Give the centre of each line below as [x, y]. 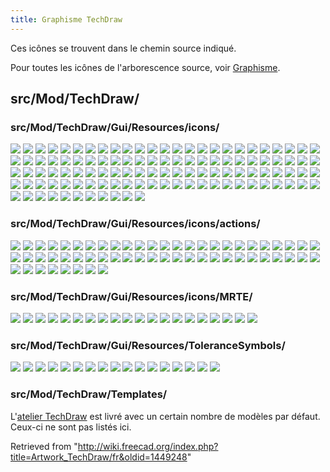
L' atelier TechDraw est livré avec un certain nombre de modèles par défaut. [165, 416]
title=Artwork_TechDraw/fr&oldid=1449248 [99, 457]
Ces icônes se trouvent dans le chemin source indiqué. [123, 48]
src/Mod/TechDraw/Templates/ [89, 394]
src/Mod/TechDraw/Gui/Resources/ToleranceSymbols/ [148, 345]
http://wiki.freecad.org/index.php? [148, 446]
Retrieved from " [44, 446]
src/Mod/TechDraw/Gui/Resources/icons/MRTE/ [131, 296]
